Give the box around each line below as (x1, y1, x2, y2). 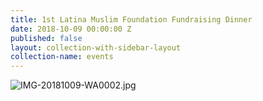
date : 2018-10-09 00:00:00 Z (10, 24, 132, 34)
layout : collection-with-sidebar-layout (10, 42, 182, 53)
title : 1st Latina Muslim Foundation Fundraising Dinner (10, 14, 253, 25)
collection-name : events (10, 52, 114, 62)
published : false (10, 33, 83, 43)
